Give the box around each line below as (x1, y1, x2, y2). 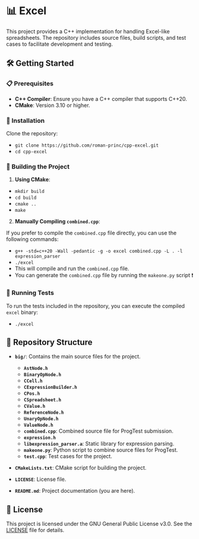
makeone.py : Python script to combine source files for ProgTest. (23, 446, 178, 454)
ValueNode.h (23, 422, 53, 429)
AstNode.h (23, 366, 49, 372)
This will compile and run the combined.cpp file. (14, 265, 129, 272)
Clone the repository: (6, 129, 58, 137)
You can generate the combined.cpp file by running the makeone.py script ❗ (14, 272, 194, 279)
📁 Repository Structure (6, 337, 93, 347)
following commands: (6, 236, 59, 243)
